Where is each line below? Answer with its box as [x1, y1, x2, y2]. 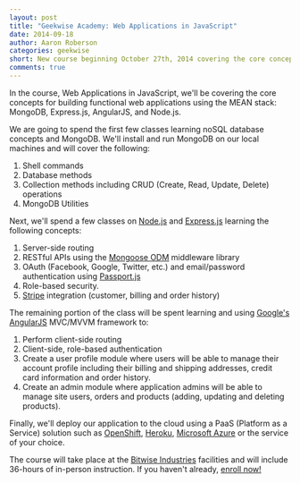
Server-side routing [21, 242, 95, 253]
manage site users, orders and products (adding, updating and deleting [21, 391, 285, 402]
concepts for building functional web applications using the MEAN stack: [9, 97, 277, 107]
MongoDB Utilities [21, 198, 89, 208]
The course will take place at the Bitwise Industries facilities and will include [9, 453, 288, 465]
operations [21, 189, 62, 199]
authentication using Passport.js [21, 270, 141, 282]
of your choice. [9, 436, 65, 447]
